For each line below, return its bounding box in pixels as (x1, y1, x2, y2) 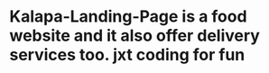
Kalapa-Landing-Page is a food (9, 6, 247, 27)
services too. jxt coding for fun (9, 45, 246, 65)
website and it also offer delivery (9, 25, 260, 46)
